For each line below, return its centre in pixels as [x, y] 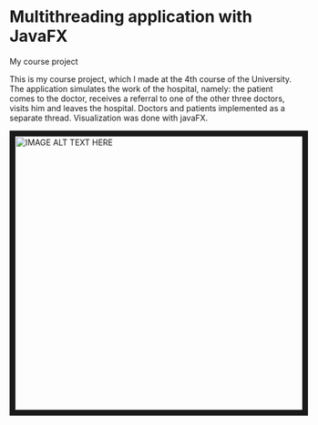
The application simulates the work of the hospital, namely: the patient [141, 88]
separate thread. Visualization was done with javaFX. [109, 118]
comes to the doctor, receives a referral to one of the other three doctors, [147, 98]
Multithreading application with [131, 17]
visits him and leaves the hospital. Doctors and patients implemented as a [147, 108]
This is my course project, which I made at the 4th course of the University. [151, 78]
